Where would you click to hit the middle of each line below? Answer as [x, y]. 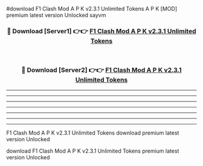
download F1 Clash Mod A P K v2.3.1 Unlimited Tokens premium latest [93, 151]
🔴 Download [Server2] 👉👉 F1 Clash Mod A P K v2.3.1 [101, 70]
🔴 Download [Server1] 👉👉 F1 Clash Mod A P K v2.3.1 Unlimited [101, 31]
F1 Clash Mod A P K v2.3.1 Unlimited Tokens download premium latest [93, 133]
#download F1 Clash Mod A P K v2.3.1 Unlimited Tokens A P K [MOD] [92, 9]
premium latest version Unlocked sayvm [56, 15]
